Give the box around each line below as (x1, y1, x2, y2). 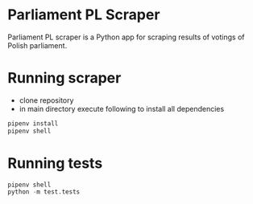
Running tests (7, 154, 103, 172)
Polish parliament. (7, 40, 68, 50)
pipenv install (7, 119, 59, 128)
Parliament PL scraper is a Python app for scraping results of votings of (7, 32, 245, 42)
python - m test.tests (7, 188, 81, 196)
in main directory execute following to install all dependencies (19, 104, 225, 113)
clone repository (19, 95, 74, 105)
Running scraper (7, 69, 122, 88)
